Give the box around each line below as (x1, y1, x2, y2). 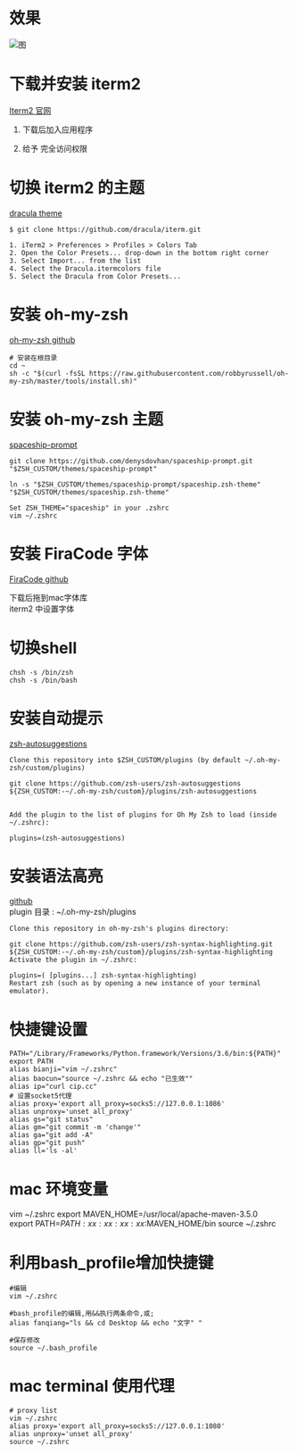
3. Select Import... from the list (9, 256, 142, 265)
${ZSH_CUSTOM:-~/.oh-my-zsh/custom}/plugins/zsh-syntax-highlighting (9, 948, 274, 957)
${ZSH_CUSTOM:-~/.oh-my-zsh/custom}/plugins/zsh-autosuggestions (9, 786, 257, 795)
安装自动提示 (9, 708, 104, 728)
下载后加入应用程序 (21, 124, 94, 135)
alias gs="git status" (9, 1115, 94, 1125)
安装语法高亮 (9, 866, 104, 886)
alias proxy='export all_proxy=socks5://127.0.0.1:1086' (9, 1100, 226, 1109)
